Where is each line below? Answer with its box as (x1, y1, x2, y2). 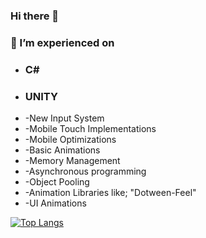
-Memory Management (24, 155, 121, 167)
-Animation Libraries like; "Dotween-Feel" (24, 187, 197, 199)
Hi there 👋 (10, 9, 60, 23)
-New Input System (24, 112, 105, 124)
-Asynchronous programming (24, 165, 147, 178)
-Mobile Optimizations (24, 134, 117, 146)
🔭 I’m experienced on (10, 35, 115, 49)
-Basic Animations (24, 144, 101, 156)
